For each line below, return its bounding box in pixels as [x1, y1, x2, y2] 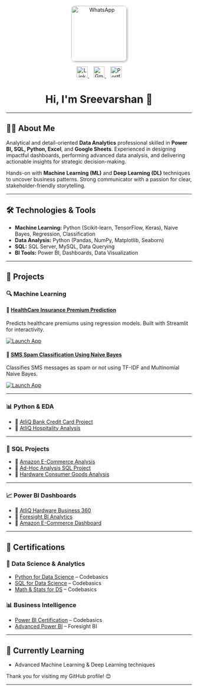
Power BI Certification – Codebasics [14, 617, 103, 624]
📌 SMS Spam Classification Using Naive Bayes [6, 351, 122, 358]
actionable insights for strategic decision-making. [6, 158, 127, 165]
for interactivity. [6, 326, 45, 333]
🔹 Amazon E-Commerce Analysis [14, 458, 95, 465]
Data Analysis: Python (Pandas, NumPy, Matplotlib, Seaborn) [14, 236, 164, 243]
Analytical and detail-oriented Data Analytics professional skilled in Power [6, 139, 187, 146]
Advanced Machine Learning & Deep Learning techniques [14, 661, 156, 668]
